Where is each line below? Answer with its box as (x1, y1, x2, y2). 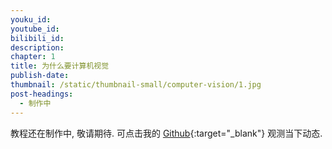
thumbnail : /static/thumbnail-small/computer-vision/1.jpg (10, 80, 262, 90)
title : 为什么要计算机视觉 (10, 61, 110, 71)
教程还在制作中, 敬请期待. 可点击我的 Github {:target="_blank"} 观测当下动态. (10, 127, 323, 139)
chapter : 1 (10, 52, 56, 62)
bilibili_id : (10, 33, 65, 43)
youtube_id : (10, 24, 60, 34)
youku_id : (10, 14, 52, 25)
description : (10, 42, 65, 53)
